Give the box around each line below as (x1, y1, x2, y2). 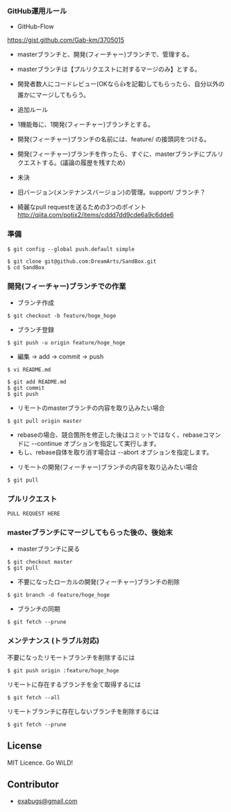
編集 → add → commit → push (17, 352, 104, 360)
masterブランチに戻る (17, 545, 80, 553)
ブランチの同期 (17, 605, 60, 613)
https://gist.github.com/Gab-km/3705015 (7, 36, 125, 45)
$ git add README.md (7, 378, 67, 385)
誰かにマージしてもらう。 (17, 90, 90, 99)
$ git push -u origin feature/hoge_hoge (7, 339, 126, 346)
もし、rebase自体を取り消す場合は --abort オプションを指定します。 (17, 447, 213, 456)
